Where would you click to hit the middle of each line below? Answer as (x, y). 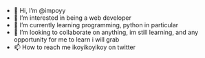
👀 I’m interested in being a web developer (73, 18)
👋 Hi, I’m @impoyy (40, 11)
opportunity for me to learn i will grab (66, 40)
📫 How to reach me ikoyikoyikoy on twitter (75, 47)
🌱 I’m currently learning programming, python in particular (96, 25)
